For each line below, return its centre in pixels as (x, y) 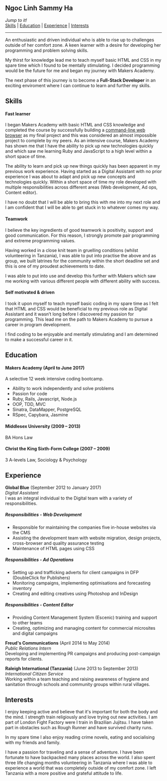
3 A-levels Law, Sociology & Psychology (46, 460)
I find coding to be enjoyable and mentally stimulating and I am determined (82, 334)
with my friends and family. (33, 743)
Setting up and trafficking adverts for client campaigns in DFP (76, 572)
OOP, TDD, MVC (29, 404)
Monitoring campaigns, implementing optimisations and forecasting (81, 583)
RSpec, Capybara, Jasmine (40, 415)
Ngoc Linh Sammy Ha (39, 8)
